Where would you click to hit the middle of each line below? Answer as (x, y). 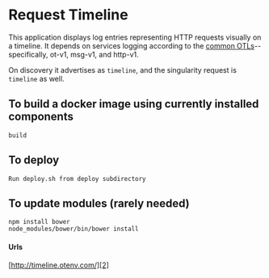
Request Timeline (68, 15)
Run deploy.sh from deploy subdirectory (78, 179)
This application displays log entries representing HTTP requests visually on (135, 37)
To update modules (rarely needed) (99, 203)
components (41, 117)
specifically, (28, 54)
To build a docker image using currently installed (134, 104)
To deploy (34, 160)
